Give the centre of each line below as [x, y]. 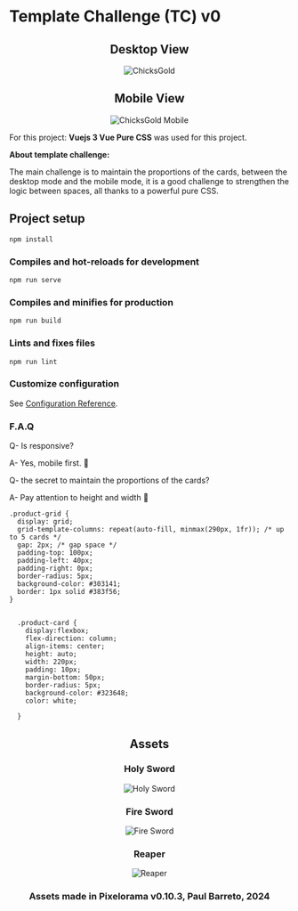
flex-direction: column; [71, 639]
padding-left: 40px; [55, 561]
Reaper [149, 854]
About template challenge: [60, 154]
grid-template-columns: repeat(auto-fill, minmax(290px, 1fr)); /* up [151, 530]
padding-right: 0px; [55, 569]
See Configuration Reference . [64, 403]
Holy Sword [149, 769]
